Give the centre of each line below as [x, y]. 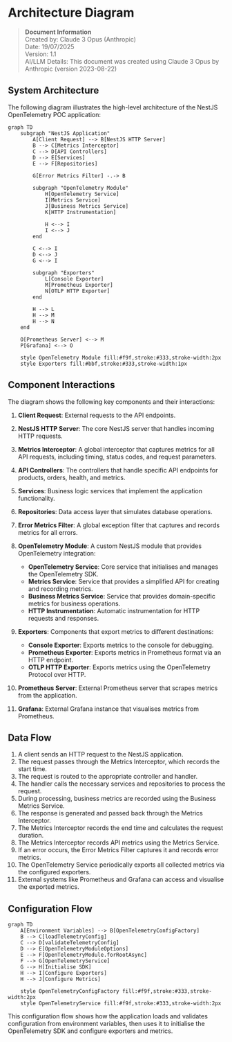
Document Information [58, 32]
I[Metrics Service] [72, 200]
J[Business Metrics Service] [87, 206]
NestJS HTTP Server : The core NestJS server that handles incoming [116, 428]
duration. [31, 836]
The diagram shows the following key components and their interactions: [112, 401]
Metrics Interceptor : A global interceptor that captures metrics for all [116, 449]
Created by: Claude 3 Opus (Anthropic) [80, 39]
